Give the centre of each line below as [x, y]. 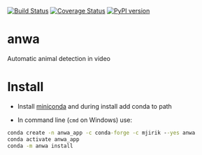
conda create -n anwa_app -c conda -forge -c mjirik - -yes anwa [101, 133]
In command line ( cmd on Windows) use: [75, 120]
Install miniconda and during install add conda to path [95, 106]
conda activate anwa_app [43, 139]
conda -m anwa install [40, 146]
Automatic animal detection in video [59, 58]
